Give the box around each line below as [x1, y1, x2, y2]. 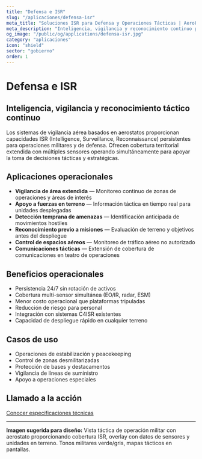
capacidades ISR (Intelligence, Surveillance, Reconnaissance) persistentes [6, 135, 191, 142]
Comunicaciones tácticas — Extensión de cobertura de [14, 245, 155, 253]
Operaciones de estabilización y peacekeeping [14, 350, 132, 358]
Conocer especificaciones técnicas [6, 409, 94, 416]
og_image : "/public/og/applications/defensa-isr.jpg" [6, 31, 144, 37]
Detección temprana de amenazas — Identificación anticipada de [14, 213, 180, 220]
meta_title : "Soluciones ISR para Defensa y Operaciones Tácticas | [6, 20, 182, 26]
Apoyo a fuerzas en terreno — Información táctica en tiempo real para [14, 200, 191, 208]
